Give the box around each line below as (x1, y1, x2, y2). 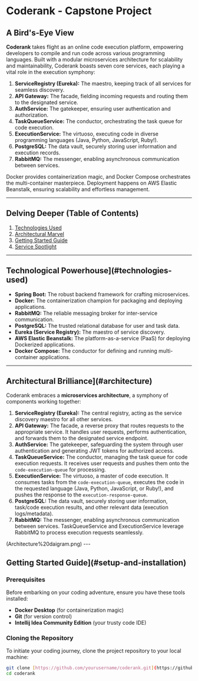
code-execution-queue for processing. (14, 466, 106, 473)
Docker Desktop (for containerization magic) (14, 606, 124, 614)
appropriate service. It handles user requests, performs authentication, (14, 428, 187, 435)
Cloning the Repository (6, 634, 74, 643)
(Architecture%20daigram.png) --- (6, 540, 91, 548)
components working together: (6, 398, 81, 405)
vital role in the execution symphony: (6, 69, 95, 75)
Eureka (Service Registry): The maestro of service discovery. (14, 328, 166, 335)
